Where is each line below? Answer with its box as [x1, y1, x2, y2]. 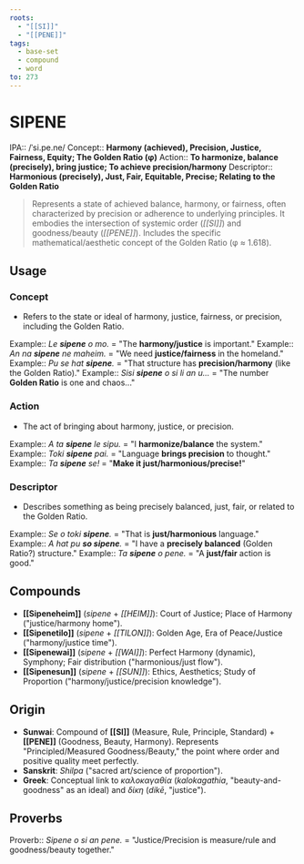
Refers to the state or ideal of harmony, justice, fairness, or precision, [22, 311, 282, 322]
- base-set [17, 47, 59, 56]
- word [17, 65, 43, 74]
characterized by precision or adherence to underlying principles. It [31, 208, 285, 219]
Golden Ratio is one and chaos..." [9, 377, 136, 388]
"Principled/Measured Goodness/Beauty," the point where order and [22, 746, 279, 757]
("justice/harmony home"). [22, 617, 123, 628]
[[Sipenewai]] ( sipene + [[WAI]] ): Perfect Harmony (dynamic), [22, 646, 257, 657]
